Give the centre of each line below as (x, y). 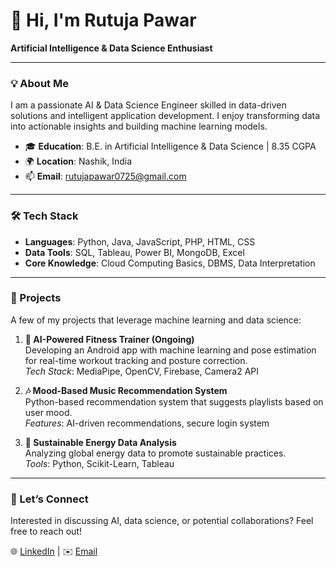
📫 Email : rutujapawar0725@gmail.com (105, 176)
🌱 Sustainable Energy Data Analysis (100, 442)
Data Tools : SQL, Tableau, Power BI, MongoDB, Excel (134, 252)
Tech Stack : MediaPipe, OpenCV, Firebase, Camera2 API (142, 371)
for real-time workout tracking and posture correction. (136, 360)
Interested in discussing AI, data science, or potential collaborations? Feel (162, 521)
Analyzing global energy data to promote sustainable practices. (155, 453)
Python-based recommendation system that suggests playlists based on (174, 401)
